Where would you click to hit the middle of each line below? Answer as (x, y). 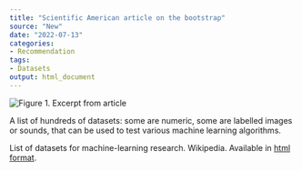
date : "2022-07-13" (46, 35)
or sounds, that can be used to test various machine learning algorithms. (146, 130)
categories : (32, 43)
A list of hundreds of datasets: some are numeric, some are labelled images (151, 120)
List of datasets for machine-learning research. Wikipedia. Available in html (150, 147)
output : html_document (52, 77)
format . (23, 157)
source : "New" (36, 26)
